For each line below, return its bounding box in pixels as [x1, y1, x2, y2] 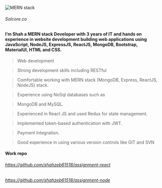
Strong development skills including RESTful [17, 67, 107, 73]
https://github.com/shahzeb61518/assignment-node [5, 177, 110, 183]
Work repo [5, 151, 27, 157]
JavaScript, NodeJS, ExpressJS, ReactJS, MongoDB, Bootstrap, [5, 42, 138, 48]
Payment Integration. [17, 129, 60, 135]
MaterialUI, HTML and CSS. [5, 47, 62, 53]
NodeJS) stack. [17, 82, 49, 88]
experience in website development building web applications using [5, 36, 147, 42]
